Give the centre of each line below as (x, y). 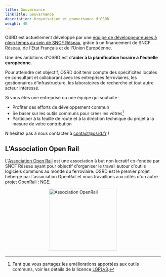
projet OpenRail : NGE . (28, 182)
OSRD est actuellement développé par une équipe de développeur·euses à (81, 38)
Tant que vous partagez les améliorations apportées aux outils (76, 264)
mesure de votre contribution (42, 123)
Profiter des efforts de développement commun (61, 107)
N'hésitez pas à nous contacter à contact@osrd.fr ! (57, 133)
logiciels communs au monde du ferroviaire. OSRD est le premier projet (77, 171)
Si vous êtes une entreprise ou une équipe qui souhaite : (62, 98)
